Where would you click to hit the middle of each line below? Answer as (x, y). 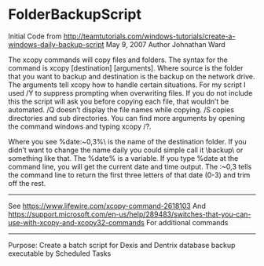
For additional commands (187, 222)
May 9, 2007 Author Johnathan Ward (165, 44)
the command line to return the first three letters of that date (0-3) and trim (129, 175)
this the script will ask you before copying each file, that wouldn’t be (119, 101)
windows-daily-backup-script (56, 44)
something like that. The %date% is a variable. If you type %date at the (123, 158)
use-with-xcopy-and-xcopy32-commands (77, 222)
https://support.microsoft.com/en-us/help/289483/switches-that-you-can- (130, 214)
